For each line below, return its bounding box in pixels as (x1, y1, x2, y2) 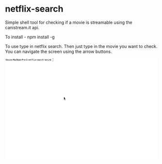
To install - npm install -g (5, 34, 55, 40)
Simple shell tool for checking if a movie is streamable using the (5, 19, 132, 25)
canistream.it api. (5, 24, 40, 30)
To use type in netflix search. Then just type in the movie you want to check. (5, 43, 158, 49)
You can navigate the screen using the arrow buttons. (5, 49, 113, 54)
